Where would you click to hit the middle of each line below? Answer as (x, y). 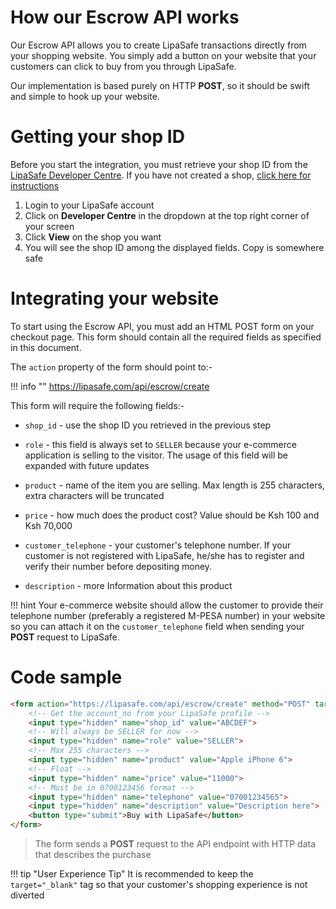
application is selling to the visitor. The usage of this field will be (156, 455)
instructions (35, 185)
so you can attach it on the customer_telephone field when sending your (157, 626)
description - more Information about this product (128, 585)
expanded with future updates (87, 465)
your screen (49, 226)
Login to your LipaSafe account (89, 205)
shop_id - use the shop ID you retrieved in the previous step (148, 425)
